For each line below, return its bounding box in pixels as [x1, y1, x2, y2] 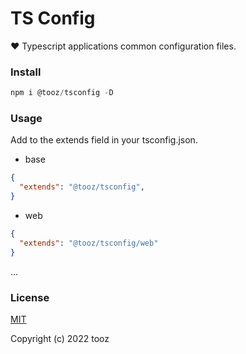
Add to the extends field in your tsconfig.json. [10, 134, 198, 146]
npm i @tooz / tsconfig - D [10, 88, 114, 98]
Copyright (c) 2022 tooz [10, 332, 110, 344]
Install [10, 65, 42, 79]
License [10, 290, 50, 304]
